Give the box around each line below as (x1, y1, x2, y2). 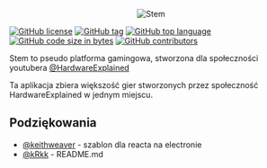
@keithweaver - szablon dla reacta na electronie (22, 139, 202, 150)
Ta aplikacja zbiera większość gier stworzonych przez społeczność (9, 80, 259, 90)
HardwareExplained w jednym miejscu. (9, 90, 154, 100)
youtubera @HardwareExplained (9, 63, 130, 73)
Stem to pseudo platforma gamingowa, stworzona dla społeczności (9, 53, 259, 63)
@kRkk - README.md (22, 148, 103, 159)
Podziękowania (9, 115, 97, 130)
